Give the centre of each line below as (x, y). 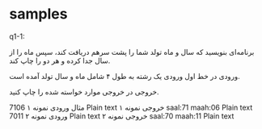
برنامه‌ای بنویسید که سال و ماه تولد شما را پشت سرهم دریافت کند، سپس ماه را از (132, 52)
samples (38, 14)
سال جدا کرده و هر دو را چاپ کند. (60, 60)
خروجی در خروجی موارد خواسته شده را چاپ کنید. (84, 92)
